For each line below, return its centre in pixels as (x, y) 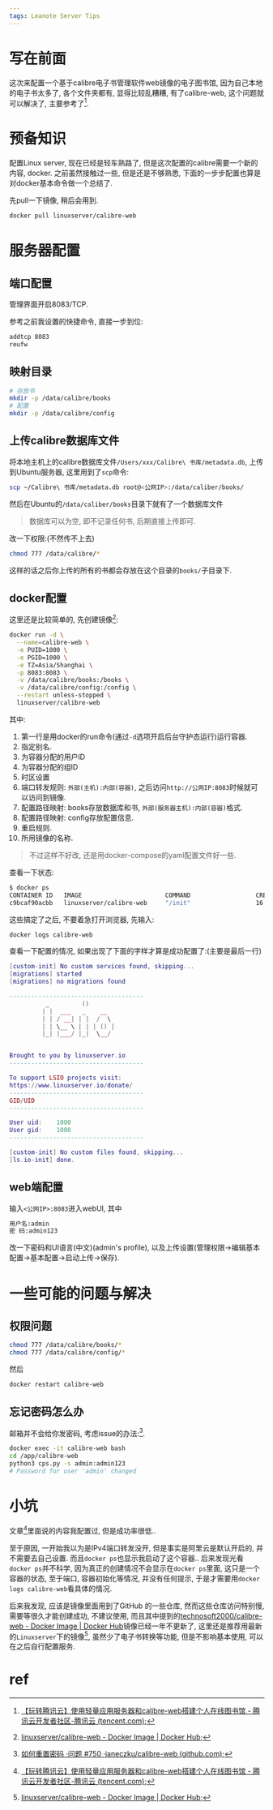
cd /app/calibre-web (44, 1456)
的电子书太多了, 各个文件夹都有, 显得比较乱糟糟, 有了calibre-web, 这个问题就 (136, 92)
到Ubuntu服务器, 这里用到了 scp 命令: (69, 472)
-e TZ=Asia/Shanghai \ (55, 665)
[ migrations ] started (46, 974)
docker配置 (38, 598)
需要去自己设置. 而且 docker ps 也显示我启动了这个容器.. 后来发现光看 (130, 1558)
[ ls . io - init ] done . (42, 1160)
